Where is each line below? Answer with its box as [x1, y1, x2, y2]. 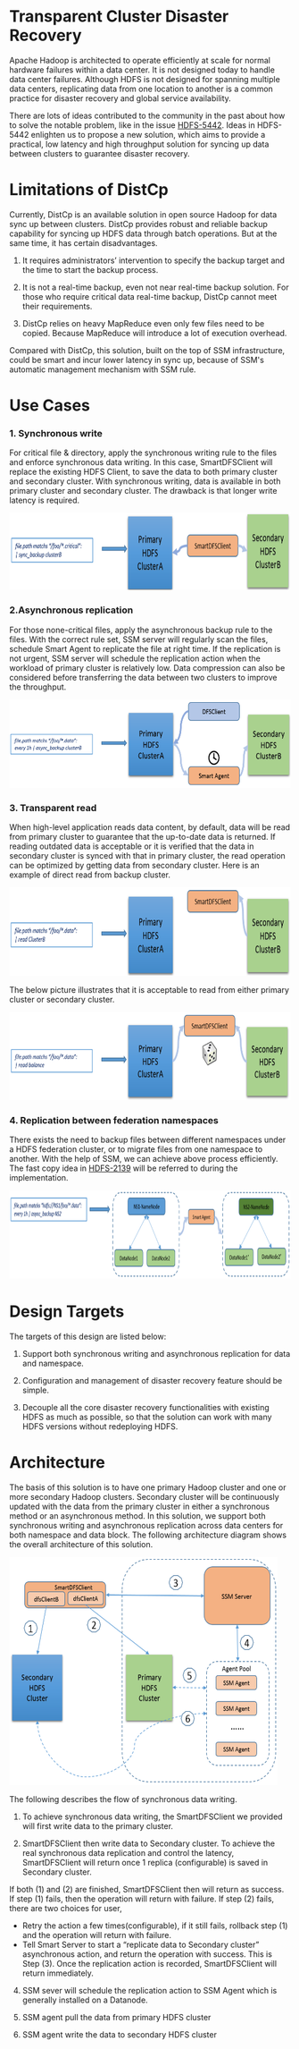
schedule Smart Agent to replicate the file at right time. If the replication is [9, 643, 281, 654]
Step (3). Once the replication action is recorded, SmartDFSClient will [21, 1959, 278, 1969]
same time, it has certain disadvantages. [9, 237, 158, 248]
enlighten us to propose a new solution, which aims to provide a [30, 129, 266, 140]
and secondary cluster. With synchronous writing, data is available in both [9, 476, 281, 487]
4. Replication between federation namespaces [9, 1113, 219, 1126]
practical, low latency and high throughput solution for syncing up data [9, 139, 270, 149]
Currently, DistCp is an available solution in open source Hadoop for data [9, 208, 278, 220]
